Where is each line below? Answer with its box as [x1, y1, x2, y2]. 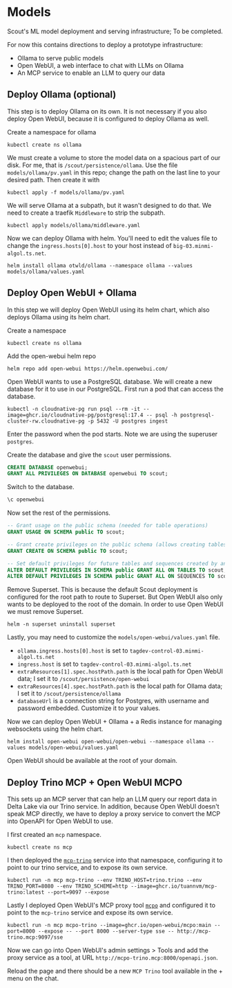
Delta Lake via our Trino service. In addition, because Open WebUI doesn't [7, 802, 220, 811]
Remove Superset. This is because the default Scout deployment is [7, 585, 198, 594]
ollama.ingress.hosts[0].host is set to [17, 646, 128, 655]
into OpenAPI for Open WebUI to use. [7, 817, 114, 825]
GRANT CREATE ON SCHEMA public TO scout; [7, 547, 128, 554]
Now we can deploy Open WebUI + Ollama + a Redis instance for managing [7, 718, 222, 726]
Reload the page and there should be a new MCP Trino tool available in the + [7, 967, 223, 976]
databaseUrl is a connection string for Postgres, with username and [17, 697, 209, 705]
